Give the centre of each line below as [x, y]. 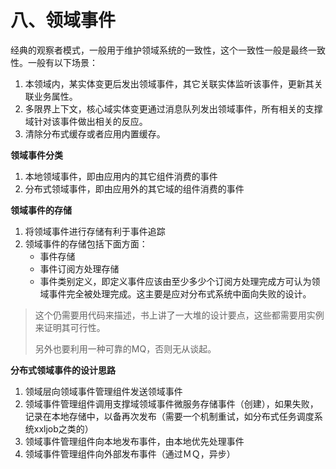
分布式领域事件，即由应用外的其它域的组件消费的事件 [134, 188]
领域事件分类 [36, 155]
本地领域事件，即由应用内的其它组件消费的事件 [121, 176]
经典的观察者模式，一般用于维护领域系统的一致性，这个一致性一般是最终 [159, 50]
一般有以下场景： [62, 62]
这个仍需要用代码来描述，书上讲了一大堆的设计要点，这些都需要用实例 [179, 315]
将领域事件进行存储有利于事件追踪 [95, 231]
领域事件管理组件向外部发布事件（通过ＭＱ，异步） [130, 453]
